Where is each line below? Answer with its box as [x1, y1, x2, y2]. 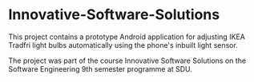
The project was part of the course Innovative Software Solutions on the [8, 56, 247, 65]
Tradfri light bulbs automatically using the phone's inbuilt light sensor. [8, 40, 238, 49]
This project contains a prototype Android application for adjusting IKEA [8, 32, 246, 41]
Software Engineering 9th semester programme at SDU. [8, 64, 192, 73]
